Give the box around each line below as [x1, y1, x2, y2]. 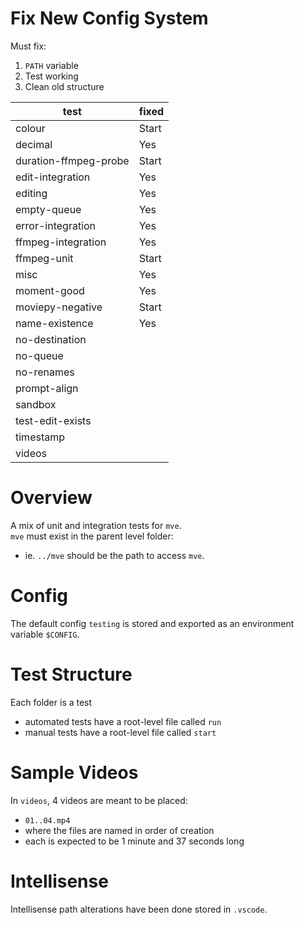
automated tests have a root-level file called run [24, 715, 222, 727]
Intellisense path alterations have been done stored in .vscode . [10, 903, 268, 915]
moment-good [15, 283, 85, 297]
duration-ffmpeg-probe [15, 153, 130, 167]
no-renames [15, 365, 75, 379]
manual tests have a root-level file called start [24, 726, 217, 738]
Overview [10, 487, 93, 509]
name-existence [15, 316, 94, 330]
